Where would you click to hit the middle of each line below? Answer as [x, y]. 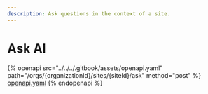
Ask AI [27, 48]
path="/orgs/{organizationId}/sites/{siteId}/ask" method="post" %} [104, 75]
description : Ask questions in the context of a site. [89, 14]
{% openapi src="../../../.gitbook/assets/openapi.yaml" [85, 68]
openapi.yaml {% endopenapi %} [55, 83]
